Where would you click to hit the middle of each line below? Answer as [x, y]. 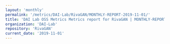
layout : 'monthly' [25, 10]
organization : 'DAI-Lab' [31, 24]
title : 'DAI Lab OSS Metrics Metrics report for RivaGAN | [69, 19]
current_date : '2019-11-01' [35, 33]
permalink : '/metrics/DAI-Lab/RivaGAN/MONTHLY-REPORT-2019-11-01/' [78, 15]
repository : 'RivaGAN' [29, 29]
